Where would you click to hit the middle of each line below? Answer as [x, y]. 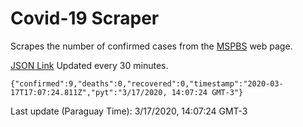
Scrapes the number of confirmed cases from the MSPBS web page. [151, 46]
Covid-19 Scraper [85, 18]
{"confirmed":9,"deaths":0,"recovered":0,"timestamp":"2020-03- [147, 83]
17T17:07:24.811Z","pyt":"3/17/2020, [89, 92]
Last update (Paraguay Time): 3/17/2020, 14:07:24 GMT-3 [129, 111]
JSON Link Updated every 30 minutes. [89, 65]
